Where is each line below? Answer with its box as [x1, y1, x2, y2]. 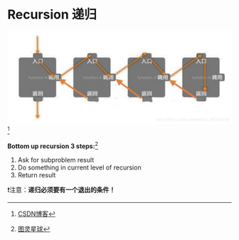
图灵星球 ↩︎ [17, 224, 51, 233]
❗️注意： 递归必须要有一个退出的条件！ [7, 185, 116, 194]
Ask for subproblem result [17, 155, 95, 164]
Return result [17, 170, 56, 179]
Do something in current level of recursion [17, 163, 142, 172]
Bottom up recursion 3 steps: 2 [7, 140, 98, 150]
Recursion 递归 [7, 6, 97, 23]
